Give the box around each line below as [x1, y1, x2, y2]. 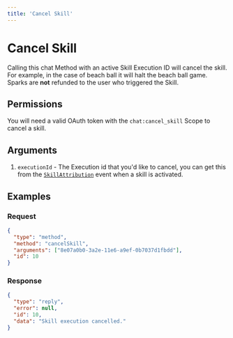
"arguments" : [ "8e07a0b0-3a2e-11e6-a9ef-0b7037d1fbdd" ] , [13, 247, 183, 254]
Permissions [7, 98, 63, 110]
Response [7, 276, 42, 286]
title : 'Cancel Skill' [7, 10, 73, 17]
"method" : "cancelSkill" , [13, 240, 89, 247]
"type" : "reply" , [13, 298, 64, 305]
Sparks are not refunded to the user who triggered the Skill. [7, 78, 179, 86]
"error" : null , [13, 305, 58, 312]
